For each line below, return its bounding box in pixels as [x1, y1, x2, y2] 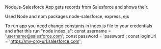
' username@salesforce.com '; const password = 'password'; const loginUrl [5, 33, 157, 39]
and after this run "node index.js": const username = [5, 28, 111, 33]
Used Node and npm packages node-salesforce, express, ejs [5, 14, 129, 19]
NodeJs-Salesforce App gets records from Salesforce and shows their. [5, 4, 149, 10]
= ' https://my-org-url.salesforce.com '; [5, 38, 82, 44]
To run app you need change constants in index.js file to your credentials [5, 23, 153, 29]
